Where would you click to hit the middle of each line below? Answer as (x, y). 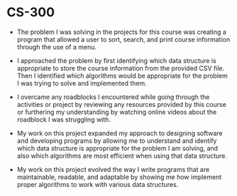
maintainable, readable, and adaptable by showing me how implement (119, 177)
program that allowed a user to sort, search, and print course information (123, 39)
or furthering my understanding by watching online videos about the (117, 112)
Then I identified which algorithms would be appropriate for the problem (122, 76)
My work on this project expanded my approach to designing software (120, 133)
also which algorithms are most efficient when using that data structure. (122, 156)
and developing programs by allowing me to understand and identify (117, 140)
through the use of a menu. (57, 47)
